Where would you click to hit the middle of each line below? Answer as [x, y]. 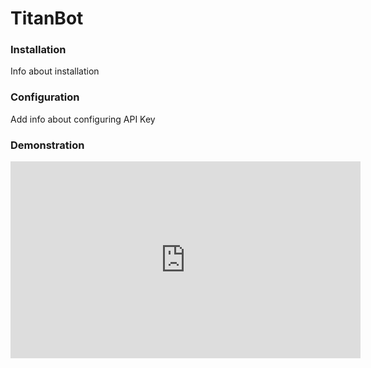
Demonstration [47, 145]
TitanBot [47, 18]
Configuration [45, 97]
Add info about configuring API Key [83, 119]
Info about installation [55, 71]
